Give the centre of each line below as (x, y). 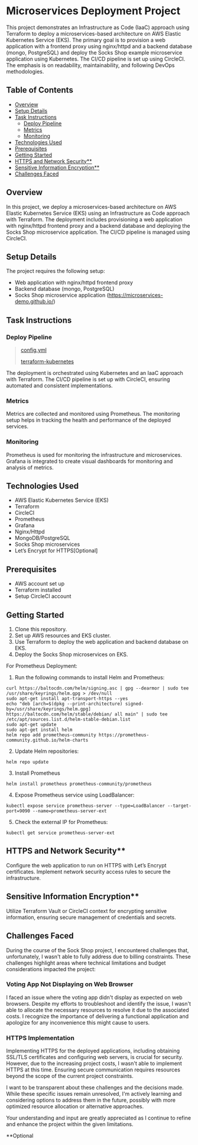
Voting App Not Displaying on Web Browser (70, 984)
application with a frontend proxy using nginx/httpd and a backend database (99, 46)
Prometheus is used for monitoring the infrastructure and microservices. (94, 454)
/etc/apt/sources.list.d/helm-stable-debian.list (69, 720)
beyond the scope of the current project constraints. (70, 1076)
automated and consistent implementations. (60, 386)
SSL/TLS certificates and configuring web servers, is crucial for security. (95, 1057)
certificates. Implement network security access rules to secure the (88, 872)
